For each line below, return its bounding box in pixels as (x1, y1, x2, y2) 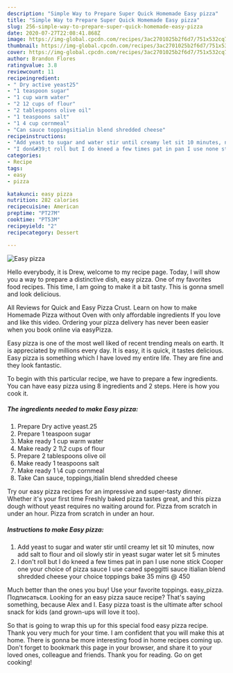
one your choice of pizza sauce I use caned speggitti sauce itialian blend (17, 565, 225, 573)
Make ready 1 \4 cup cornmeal (17, 466, 105, 475)
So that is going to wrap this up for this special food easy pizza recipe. (7, 622, 209, 630)
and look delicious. (7, 289, 61, 298)
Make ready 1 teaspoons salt (17, 459, 99, 468)
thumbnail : (7, 42, 39, 49)
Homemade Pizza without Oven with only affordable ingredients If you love (7, 310, 221, 319)
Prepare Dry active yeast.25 (17, 423, 98, 431)
